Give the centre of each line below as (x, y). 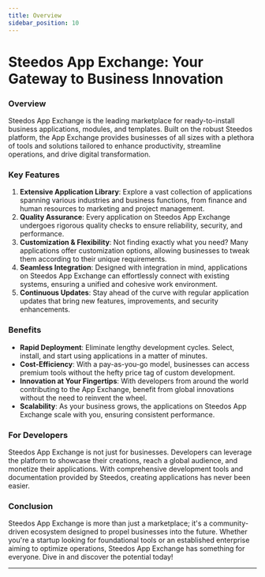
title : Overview (35, 15)
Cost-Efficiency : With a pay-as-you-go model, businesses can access (134, 364)
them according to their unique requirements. (93, 259)
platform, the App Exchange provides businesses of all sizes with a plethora (131, 137)
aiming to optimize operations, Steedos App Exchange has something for (127, 549)
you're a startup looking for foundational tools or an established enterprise (129, 540)
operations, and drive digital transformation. (80, 154)
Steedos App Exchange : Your (106, 62)
